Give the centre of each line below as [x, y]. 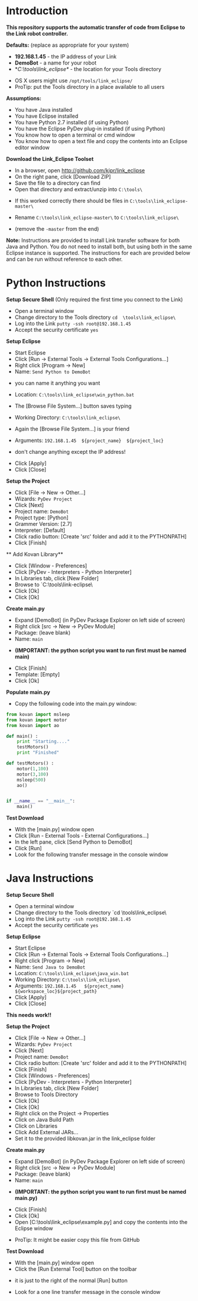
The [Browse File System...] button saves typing [73, 406]
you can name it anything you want [57, 383]
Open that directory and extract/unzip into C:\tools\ [79, 189]
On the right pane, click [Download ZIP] [63, 176]
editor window [32, 147]
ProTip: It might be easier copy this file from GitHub [77, 1240]
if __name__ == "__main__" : [41, 801]
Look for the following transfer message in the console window [91, 855]
